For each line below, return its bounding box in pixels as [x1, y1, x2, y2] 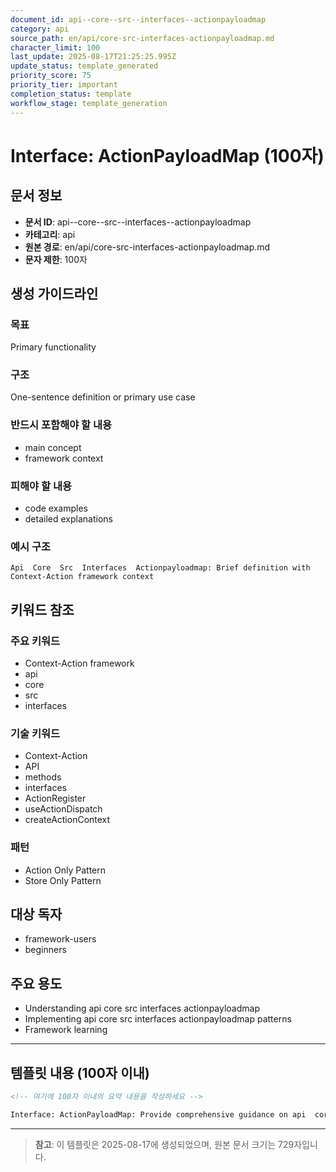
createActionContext [24, 814, 111, 826]
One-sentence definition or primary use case [10, 391, 196, 403]
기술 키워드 [10, 726, 61, 740]
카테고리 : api [24, 228, 76, 240]
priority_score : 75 [10, 71, 92, 81]
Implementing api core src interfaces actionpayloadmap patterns [24, 1013, 292, 1025]
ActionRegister [24, 792, 87, 805]
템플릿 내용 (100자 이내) [10, 1064, 150, 1081]
